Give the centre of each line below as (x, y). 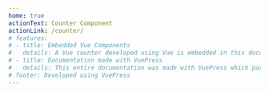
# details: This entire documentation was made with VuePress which (128, 68)
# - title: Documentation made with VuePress (85, 61)
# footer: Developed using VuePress (69, 75)
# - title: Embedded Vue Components (69, 46)
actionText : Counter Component (60, 23)
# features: (28, 38)
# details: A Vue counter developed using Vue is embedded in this (127, 53)
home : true (26, 16)
